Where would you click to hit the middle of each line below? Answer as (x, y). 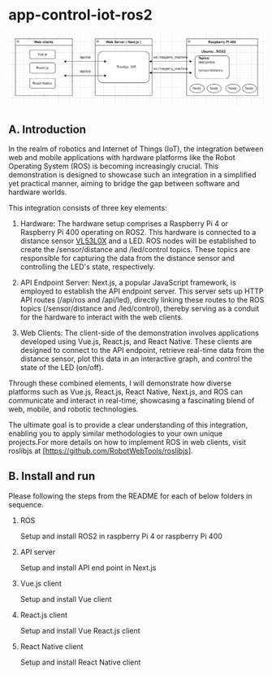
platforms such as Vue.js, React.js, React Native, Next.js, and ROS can (126, 391)
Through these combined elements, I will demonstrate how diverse (120, 383)
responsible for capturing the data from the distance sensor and (127, 258)
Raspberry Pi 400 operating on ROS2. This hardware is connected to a (138, 232)
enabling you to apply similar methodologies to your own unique (116, 433)
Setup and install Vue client (66, 599)
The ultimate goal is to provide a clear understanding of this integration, (128, 425)
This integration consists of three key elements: (88, 207)
